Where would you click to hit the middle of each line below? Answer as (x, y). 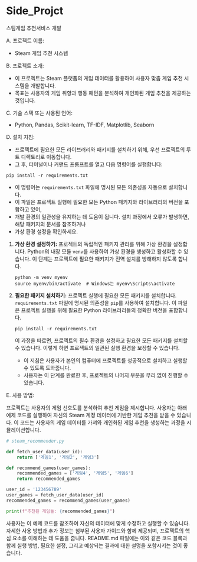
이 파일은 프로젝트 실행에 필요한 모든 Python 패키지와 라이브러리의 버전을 (99, 202)
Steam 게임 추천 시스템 (41, 53)
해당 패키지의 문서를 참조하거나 (50, 224)
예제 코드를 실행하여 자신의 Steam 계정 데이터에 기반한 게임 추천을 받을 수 (91, 415)
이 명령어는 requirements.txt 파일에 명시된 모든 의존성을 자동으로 (91, 187)
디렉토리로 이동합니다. (46, 157)
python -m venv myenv (41, 277)
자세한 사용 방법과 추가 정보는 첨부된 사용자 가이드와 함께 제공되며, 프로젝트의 (95, 531)
